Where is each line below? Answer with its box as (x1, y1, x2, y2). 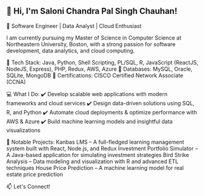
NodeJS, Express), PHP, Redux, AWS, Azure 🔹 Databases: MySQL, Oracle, (6, 65, 193, 72)
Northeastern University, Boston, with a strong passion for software (6, 40, 176, 47)
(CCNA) (6, 78, 26, 85)
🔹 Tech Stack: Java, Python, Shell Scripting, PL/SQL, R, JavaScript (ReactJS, (6, 58, 199, 66)
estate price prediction (6, 170, 63, 178)
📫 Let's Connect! (6, 183, 51, 190)
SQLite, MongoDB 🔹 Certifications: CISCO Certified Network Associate (6, 71, 184, 79)
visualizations (6, 126, 41, 134)
